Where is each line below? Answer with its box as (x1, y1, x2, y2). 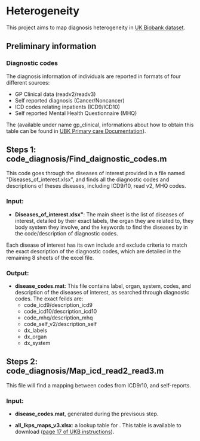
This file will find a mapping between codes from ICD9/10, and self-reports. (6, 381, 192, 389)
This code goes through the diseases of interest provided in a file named (6, 170, 185, 177)
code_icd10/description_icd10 (23, 308, 97, 315)
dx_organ (23, 333, 47, 340)
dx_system (23, 340, 51, 347)
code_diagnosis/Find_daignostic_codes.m (6, 154, 167, 164)
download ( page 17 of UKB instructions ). (14, 428, 115, 436)
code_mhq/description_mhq (23, 314, 93, 321)
